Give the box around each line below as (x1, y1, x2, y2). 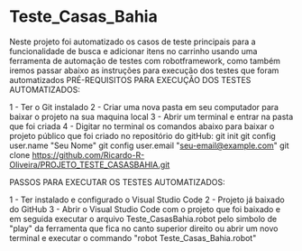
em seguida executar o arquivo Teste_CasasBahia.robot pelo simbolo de (9, 213, 278, 224)
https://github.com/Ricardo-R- (32, 149, 145, 160)
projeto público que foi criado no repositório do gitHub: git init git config (9, 130, 277, 141)
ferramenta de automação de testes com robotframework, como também (9, 55, 281, 66)
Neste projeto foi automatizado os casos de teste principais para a (9, 36, 256, 47)
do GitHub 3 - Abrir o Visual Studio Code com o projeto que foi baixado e (9, 203, 281, 214)
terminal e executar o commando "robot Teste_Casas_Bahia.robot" (9, 232, 257, 243)
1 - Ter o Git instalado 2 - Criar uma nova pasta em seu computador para (9, 101, 279, 112)
